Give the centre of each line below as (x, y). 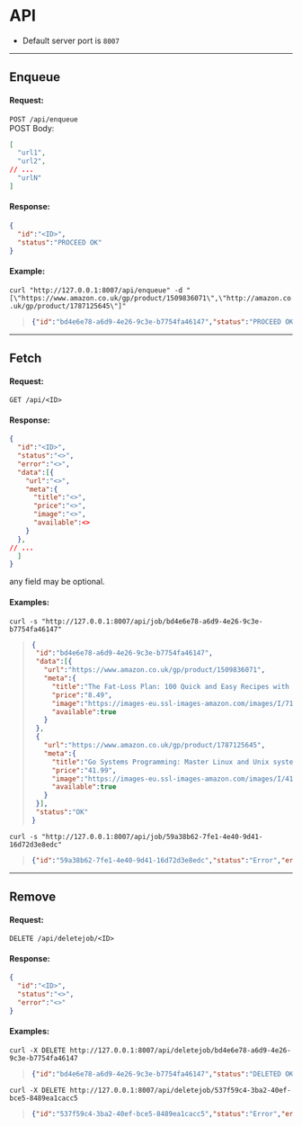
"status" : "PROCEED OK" (60, 242)
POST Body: (32, 128)
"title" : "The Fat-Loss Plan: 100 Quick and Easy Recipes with (170, 686)
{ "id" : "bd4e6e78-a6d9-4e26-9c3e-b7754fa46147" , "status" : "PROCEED (156, 322)
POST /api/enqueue (44, 119)
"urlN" (30, 178)
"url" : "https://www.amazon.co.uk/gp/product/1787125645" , (155, 746)
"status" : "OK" (62, 812)
